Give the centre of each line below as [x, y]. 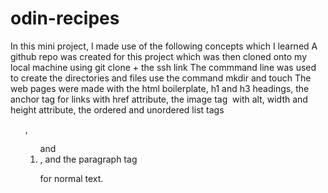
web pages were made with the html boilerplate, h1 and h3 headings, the [160, 88]
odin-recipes [65, 18]
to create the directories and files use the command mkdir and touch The [161, 78]
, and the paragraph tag [88, 159]
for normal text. [71, 178]
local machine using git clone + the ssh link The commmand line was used [163, 67]
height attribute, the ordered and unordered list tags [117, 109]
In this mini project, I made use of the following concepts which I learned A [164, 46]
